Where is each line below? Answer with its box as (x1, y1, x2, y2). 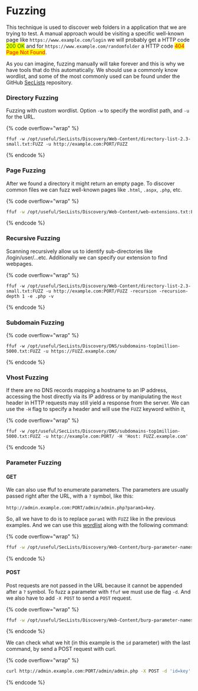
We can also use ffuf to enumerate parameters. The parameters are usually (6, 486, 189, 493)
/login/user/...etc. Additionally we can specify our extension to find (6, 254, 168, 261)
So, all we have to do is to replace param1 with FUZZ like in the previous (6, 515, 176, 522)
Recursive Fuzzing (6, 234, 61, 242)
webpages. (6, 260, 34, 267)
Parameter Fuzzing (6, 459, 62, 467)
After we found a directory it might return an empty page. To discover (6, 180, 175, 187)
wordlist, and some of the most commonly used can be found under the (6, 73, 180, 80)
